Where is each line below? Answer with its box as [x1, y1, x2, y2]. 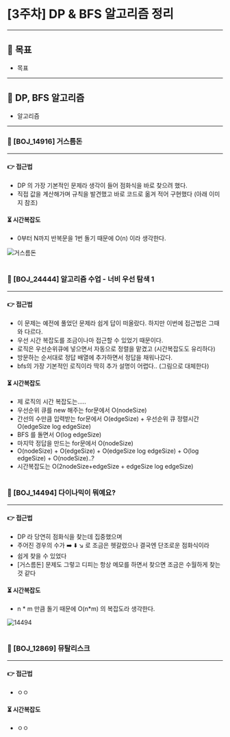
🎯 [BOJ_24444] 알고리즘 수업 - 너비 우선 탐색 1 [7, 274, 155, 284]
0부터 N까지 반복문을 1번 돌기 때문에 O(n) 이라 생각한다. [16, 234, 166, 242]
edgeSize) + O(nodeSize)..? [16, 454, 94, 463]
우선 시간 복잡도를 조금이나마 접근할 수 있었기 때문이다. [16, 336, 164, 344]
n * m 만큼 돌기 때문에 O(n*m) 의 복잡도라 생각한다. [16, 605, 155, 613]
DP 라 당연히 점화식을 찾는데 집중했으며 [16, 533, 123, 541]
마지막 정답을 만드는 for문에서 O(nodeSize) [16, 439, 133, 447]
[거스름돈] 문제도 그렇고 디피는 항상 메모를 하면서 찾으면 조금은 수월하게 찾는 [16, 561, 221, 568]
